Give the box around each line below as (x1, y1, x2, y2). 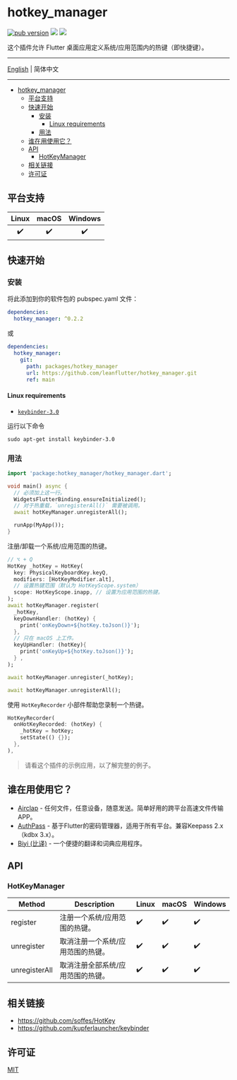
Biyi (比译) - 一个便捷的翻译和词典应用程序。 (17, 839, 147, 847)
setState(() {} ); (20, 734, 71, 741)
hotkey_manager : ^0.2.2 (13, 315, 83, 322)
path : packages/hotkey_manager (25, 363, 119, 370)
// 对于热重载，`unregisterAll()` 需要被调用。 (13, 503, 143, 510)
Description (74, 899, 115, 909)
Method (18, 899, 46, 909)
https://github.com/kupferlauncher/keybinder (17, 1024, 150, 1033)
